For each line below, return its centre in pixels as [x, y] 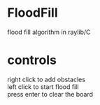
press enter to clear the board [50, 94]
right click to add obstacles [47, 79]
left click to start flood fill [43, 87]
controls [32, 60]
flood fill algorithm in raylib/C [49, 32]
